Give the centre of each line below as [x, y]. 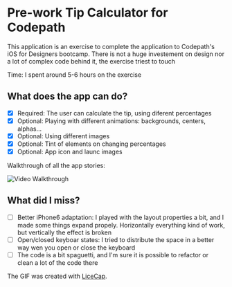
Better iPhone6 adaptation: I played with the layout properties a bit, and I [120, 217]
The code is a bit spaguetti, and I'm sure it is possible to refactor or [113, 255]
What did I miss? [44, 201]
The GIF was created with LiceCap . [57, 276]
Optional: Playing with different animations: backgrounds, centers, [111, 121]
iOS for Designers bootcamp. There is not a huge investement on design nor [116, 54]
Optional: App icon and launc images [70, 151]
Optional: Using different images [63, 136]
